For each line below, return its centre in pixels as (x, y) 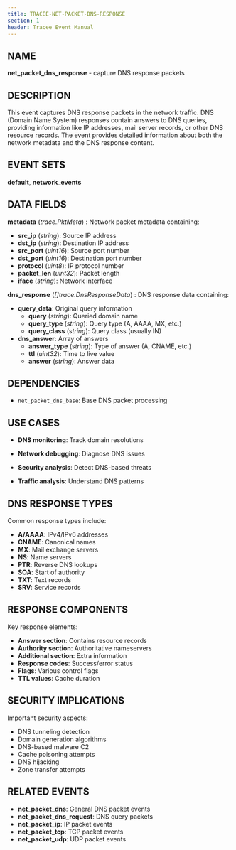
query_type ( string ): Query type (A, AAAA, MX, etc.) (105, 323)
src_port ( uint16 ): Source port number (74, 250)
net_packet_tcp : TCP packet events (70, 832)
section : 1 (23, 21)
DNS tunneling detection (54, 731)
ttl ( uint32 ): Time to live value (71, 353)
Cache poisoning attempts (56, 754)
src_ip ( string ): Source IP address (67, 235)
